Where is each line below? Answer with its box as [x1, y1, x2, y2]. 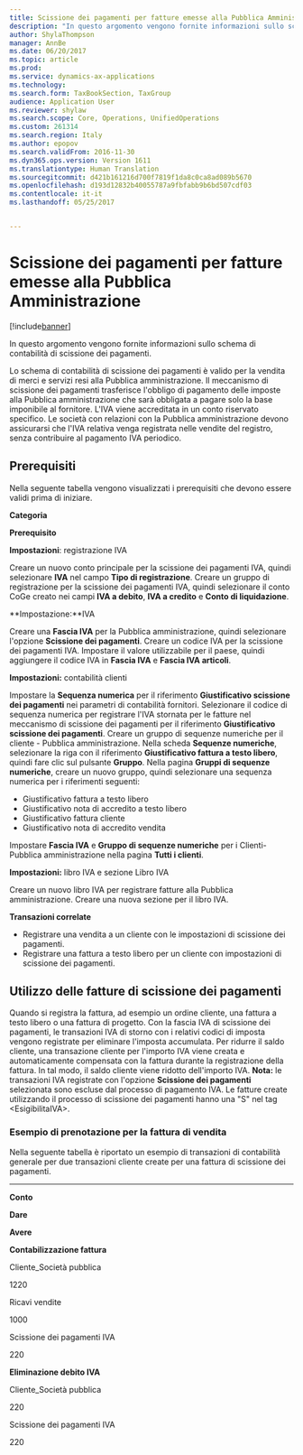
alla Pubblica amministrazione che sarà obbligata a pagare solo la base [9, 394, 273, 404]
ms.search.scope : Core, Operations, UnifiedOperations [9, 114, 220, 123]
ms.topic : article [9, 55, 78, 64]
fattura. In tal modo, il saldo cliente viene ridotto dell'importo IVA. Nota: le [9, 1065, 282, 1076]
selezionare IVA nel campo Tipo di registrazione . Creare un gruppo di [9, 571, 271, 582]
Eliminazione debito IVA [9, 1367, 101, 1377]
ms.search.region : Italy [9, 131, 103, 140]
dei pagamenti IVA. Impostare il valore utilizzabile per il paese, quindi [9, 644, 265, 655]
